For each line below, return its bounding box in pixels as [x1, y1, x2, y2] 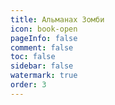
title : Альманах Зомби [10, 14, 105, 25]
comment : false [10, 42, 74, 53]
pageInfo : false [10, 33, 78, 43]
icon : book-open [10, 24, 78, 34]
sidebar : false [10, 61, 74, 71]
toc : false [10, 52, 56, 62]
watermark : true [10, 71, 78, 81]
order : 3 [10, 80, 47, 90]
